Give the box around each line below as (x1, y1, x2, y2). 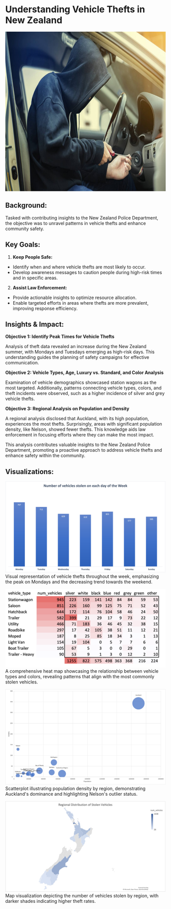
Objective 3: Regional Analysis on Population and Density (5, 406, 130, 412)
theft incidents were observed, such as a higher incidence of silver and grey (5, 390, 165, 397)
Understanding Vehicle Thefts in (5, 4, 145, 15)
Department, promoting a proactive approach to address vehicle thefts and (5, 447, 162, 453)
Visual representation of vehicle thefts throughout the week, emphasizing (5, 573, 159, 579)
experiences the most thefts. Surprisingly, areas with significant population (5, 421, 162, 427)
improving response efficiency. (12, 305, 78, 311)
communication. (5, 360, 39, 366)
